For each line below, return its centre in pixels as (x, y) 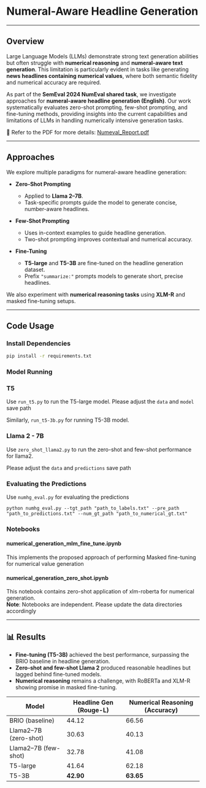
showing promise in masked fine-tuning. (66, 687)
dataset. (35, 269)
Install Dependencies (39, 343)
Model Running (29, 372)
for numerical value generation (45, 564)
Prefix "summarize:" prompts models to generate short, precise (104, 276)
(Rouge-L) (93, 710)
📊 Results (26, 637)
